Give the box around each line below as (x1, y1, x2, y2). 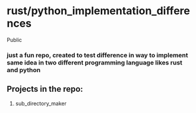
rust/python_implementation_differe (7, 4, 191, 18)
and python (7, 66, 41, 74)
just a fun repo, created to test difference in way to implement (7, 51, 189, 59)
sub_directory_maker (15, 99, 67, 107)
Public (7, 36, 23, 43)
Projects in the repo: (7, 84, 84, 94)
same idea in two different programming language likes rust (7, 58, 183, 66)
